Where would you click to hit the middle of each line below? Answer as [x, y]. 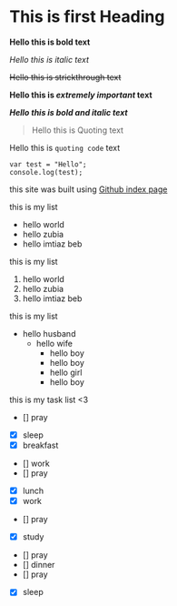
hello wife [54, 343]
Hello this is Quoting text [78, 130]
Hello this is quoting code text [65, 147]
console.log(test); [46, 172]
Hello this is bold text [50, 42]
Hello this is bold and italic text [69, 112]
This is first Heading [87, 17]
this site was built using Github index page [88, 189]
